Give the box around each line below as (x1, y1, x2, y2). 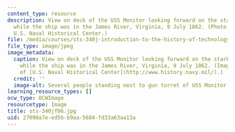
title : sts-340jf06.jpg (7, 108, 77, 115)
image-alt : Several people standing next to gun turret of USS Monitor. (13, 82, 230, 89)
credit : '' (13, 75, 45, 82)
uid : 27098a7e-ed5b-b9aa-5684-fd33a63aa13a (7, 114, 136, 121)
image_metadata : (7, 50, 55, 57)
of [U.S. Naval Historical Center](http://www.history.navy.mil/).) (20, 68, 224, 75)
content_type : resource (7, 10, 77, 17)
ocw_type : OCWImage (7, 95, 64, 102)
